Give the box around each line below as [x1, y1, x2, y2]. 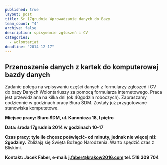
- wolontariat [9, 40, 39, 45]
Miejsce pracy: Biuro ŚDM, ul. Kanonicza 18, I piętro [5, 115, 114, 121]
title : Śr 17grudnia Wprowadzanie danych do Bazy [5, 16, 111, 21]
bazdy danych [5, 71, 51, 79]
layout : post [5, 12, 32, 17]
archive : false [5, 26, 37, 31]
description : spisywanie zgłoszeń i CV [5, 30, 88, 35]
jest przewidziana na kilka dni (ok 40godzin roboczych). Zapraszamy [5, 94, 147, 100]
